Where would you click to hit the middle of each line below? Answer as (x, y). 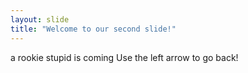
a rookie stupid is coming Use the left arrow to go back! (124, 57)
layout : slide (40, 19)
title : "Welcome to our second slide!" (93, 29)
